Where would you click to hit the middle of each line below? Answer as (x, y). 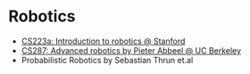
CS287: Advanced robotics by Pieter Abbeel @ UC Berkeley (131, 50)
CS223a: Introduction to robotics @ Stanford (103, 41)
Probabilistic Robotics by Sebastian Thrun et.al (107, 60)
